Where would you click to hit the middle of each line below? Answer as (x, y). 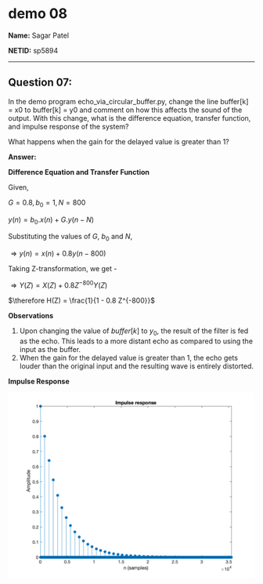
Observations (31, 315)
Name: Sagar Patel (38, 35)
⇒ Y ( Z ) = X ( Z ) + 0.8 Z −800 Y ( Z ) (59, 285)
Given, (18, 187)
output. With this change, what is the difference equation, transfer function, (130, 118)
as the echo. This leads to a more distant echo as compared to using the (136, 341)
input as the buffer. (50, 349)
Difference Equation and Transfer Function (79, 172)
